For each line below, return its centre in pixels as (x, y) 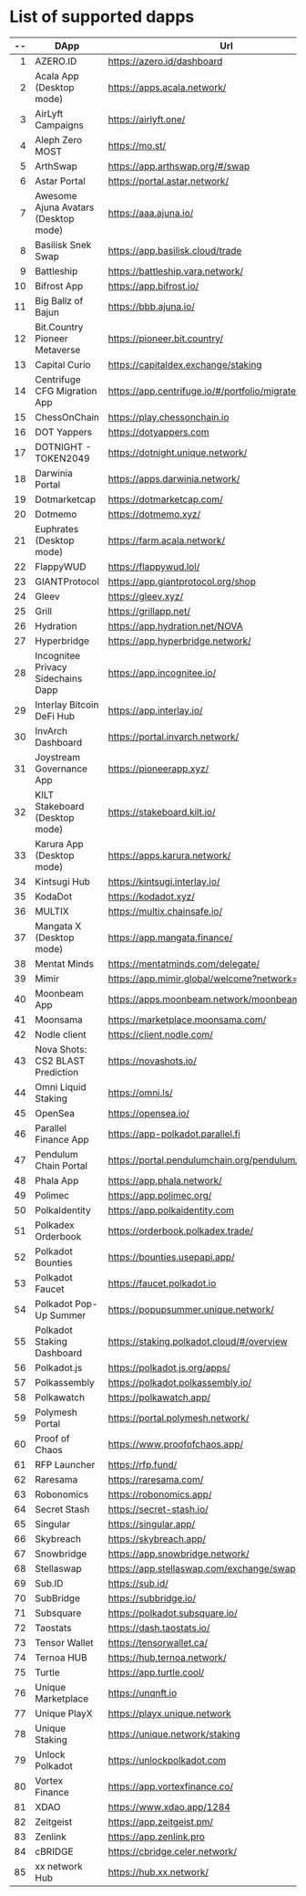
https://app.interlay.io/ (155, 710)
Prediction (57, 1072)
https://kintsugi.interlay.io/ (164, 881)
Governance (61, 769)
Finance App (62, 1139)
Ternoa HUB (61, 1657)
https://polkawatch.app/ (159, 1397)
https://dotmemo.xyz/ (154, 514)
